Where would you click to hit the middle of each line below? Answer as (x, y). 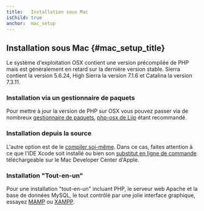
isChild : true (24, 18)
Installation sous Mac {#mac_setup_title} (86, 48)
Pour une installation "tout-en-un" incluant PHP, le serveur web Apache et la (102, 189)
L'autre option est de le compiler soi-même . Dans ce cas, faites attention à (100, 146)
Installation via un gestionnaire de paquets (71, 98)
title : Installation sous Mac (47, 12)
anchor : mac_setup (31, 23)
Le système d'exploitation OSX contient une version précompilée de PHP (98, 63)
